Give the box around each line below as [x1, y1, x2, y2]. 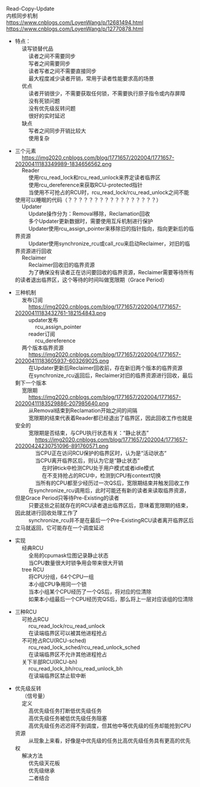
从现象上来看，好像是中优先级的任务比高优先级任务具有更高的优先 [28, 737, 191, 744]
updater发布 [28, 317, 59, 323]
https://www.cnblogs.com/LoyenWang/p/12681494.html [6, 19, 144, 26]
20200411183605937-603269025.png [14, 357, 109, 364]
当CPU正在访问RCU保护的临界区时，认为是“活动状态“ [35, 449, 167, 457]
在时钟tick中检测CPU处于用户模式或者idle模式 [41, 464, 155, 471]
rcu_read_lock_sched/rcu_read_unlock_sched [28, 644, 140, 651]
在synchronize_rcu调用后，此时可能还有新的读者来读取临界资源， [28, 487, 190, 494]
